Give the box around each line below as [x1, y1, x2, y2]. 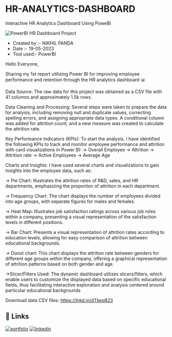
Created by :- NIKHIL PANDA [12, 40, 73, 46]
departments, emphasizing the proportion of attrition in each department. [5, 183, 161, 189]
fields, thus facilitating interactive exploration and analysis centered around [5, 282, 164, 288]
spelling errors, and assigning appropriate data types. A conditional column [5, 115, 165, 121]
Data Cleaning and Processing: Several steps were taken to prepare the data [5, 104, 167, 110]
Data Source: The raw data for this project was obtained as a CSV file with [5, 88, 163, 95]
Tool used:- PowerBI [12, 51, 56, 57]
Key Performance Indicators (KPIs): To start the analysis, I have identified [5, 136, 160, 142]
